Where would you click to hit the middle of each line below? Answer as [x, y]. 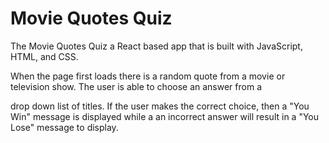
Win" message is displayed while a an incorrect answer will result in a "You [165, 116]
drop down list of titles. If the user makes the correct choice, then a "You [160, 106]
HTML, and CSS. [44, 56]
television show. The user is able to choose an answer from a [136, 86]
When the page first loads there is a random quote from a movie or [148, 76]
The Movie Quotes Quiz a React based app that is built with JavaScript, [156, 46]
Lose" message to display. [64, 127]
